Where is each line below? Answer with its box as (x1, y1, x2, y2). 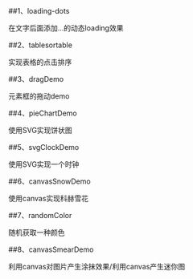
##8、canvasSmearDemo (8, 245, 94, 254)
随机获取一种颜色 (8, 228, 65, 237)
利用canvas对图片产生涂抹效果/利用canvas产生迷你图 (8, 262, 186, 271)
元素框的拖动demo (8, 91, 70, 101)
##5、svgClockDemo (8, 143, 80, 152)
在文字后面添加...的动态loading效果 (8, 23, 124, 33)
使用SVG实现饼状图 (8, 126, 72, 135)
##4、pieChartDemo (8, 108, 78, 118)
